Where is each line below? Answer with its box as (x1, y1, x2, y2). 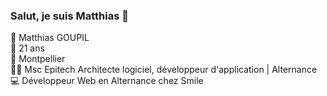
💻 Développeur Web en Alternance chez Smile (10, 75, 204, 87)
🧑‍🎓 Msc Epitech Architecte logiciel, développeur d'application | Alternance (10, 64, 318, 76)
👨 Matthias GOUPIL (10, 32, 90, 44)
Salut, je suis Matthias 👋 (10, 9, 129, 23)
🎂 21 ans (10, 42, 45, 54)
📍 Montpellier (10, 53, 66, 65)
